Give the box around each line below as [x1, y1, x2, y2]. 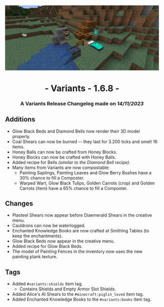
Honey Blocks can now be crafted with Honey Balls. [12, 154, 116, 160]
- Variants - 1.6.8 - [44, 82, 120, 94]
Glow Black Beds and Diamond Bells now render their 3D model [12, 128, 140, 134]
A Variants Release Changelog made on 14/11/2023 [20, 100, 144, 107]
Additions [5, 115, 36, 123]
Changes [5, 199, 33, 207]
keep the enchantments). [12, 233, 63, 239]
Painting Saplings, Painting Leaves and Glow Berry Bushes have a [19, 169, 152, 176]
